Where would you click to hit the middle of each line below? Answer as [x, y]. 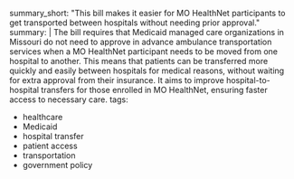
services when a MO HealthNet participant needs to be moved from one [144, 52]
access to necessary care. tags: [69, 99]
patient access [50, 146]
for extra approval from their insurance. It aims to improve [117, 80]
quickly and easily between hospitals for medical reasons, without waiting [147, 71]
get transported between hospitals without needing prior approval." [135, 23]
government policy [57, 165]
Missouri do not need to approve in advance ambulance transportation [141, 42]
